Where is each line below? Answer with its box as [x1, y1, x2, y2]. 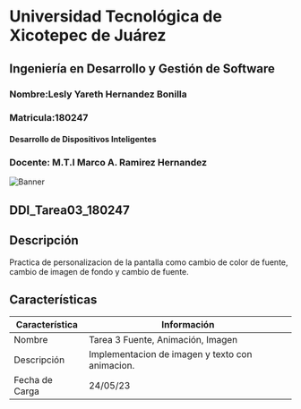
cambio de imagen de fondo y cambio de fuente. [9, 266, 190, 277]
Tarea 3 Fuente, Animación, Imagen [88, 334, 238, 346]
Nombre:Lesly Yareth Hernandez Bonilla [9, 88, 188, 100]
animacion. [88, 360, 135, 372]
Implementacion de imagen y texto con [88, 348, 253, 361]
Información [160, 319, 215, 331]
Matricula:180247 [9, 112, 89, 124]
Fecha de [13, 374, 54, 387]
